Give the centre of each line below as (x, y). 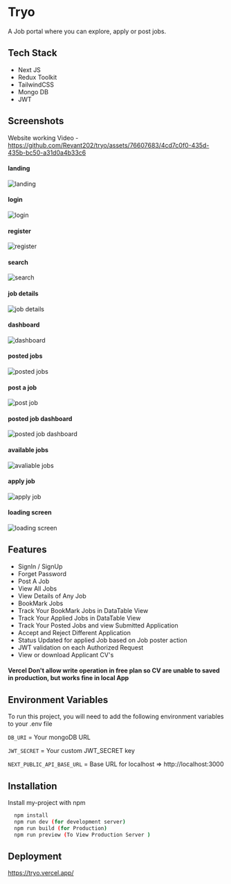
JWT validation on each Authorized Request (81, 647)
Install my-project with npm (47, 803)
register (20, 231)
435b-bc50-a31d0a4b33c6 (47, 153)
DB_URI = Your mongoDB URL (49, 737)
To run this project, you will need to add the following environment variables (116, 717)
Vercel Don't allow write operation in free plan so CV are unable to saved (114, 670)
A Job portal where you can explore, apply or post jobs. (87, 31)
